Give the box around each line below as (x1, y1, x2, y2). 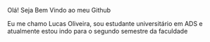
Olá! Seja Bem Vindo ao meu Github (7, 6, 111, 14)
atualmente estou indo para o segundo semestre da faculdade (7, 27, 188, 35)
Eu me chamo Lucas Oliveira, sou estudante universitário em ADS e (7, 20, 203, 27)
